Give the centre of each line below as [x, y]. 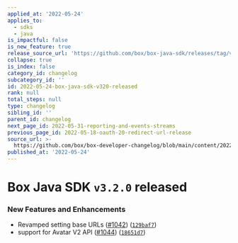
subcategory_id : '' [36, 80]
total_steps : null [34, 100]
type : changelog [31, 106]
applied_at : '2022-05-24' [45, 14]
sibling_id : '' [30, 113]
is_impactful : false [38, 40]
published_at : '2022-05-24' [49, 152]
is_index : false [31, 67]
